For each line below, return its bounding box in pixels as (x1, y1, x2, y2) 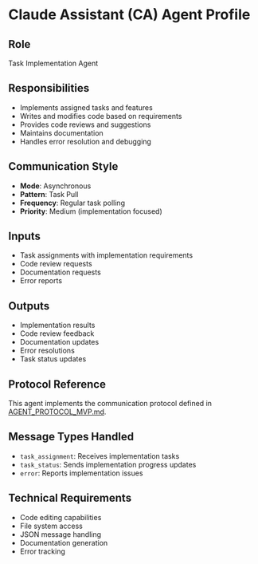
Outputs (8, 299, 50, 313)
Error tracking (19, 546, 65, 556)
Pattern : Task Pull (19, 189, 79, 199)
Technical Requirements (8, 491, 132, 505)
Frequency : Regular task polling (19, 198, 126, 207)
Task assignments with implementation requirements (19, 250, 193, 260)
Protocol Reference (8, 377, 106, 391)
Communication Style (8, 160, 119, 173)
